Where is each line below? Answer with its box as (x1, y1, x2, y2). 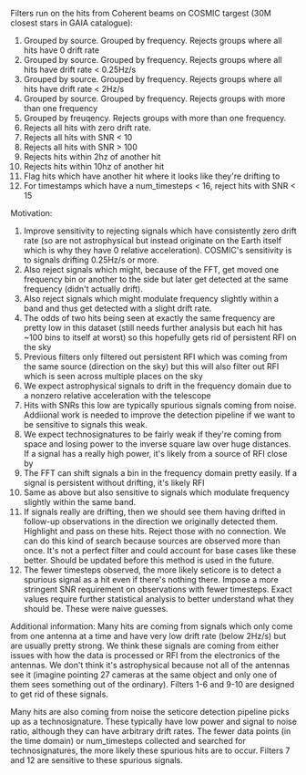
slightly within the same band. (23, 497, 137, 507)
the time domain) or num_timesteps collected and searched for (10, 736, 247, 746)
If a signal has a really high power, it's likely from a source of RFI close (23, 449, 288, 459)
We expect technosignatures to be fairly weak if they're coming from (23, 429, 281, 439)
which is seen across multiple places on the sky (23, 371, 203, 381)
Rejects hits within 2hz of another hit (23, 151, 161, 162)
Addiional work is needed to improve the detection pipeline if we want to (23, 409, 295, 420)
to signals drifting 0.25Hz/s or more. (23, 254, 159, 265)
